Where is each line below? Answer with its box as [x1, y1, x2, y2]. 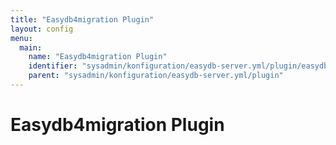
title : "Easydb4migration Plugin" [10, 14, 155, 25]
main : [19, 42, 43, 53]
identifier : [28, 61, 78, 71]
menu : [10, 33, 33, 43]
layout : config [10, 24, 74, 34]
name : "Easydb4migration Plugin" [28, 52, 168, 62]
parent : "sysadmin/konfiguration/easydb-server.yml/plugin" [28, 71, 284, 81]
